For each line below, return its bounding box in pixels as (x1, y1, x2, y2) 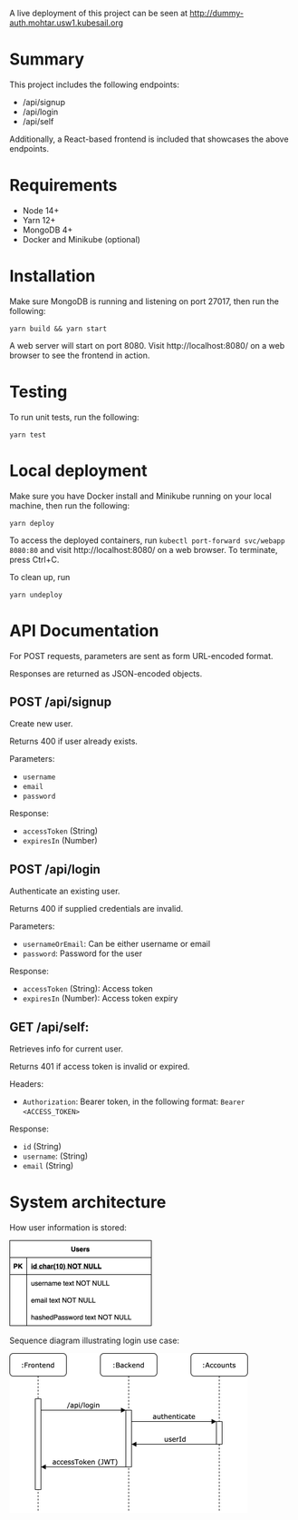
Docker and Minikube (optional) (22, 233, 140, 244)
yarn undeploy (9, 590, 63, 599)
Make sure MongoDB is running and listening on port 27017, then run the (9, 295, 279, 307)
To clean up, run (9, 571, 71, 582)
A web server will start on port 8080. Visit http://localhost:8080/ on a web (9, 340, 285, 350)
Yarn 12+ (22, 214, 56, 225)
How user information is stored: (9, 1222, 127, 1233)
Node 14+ (22, 204, 60, 216)
